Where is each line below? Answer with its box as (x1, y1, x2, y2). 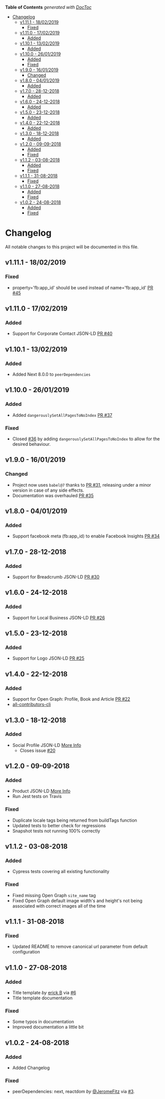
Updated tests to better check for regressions (12, 822, 106, 828)
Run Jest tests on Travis (12, 793, 62, 799)
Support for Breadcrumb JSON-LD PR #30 (12, 574, 100, 580)
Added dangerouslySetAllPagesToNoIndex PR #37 (12, 412, 113, 418)
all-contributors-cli (12, 702, 51, 708)
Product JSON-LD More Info (12, 788, 71, 794)
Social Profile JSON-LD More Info (12, 742, 82, 748)
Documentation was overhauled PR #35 (12, 492, 94, 498)
